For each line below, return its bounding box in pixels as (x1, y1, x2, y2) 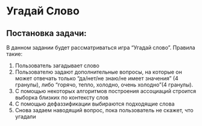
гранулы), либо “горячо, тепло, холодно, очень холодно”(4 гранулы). (14, 81, 194, 88)
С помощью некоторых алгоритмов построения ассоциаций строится (14, 88, 197, 94)
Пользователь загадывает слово (14, 62, 99, 69)
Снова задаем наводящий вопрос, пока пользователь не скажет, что (14, 107, 194, 113)
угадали (14, 113, 36, 120)
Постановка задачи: (6, 28, 87, 38)
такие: (6, 50, 23, 58)
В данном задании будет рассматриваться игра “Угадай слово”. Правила (6, 44, 195, 51)
